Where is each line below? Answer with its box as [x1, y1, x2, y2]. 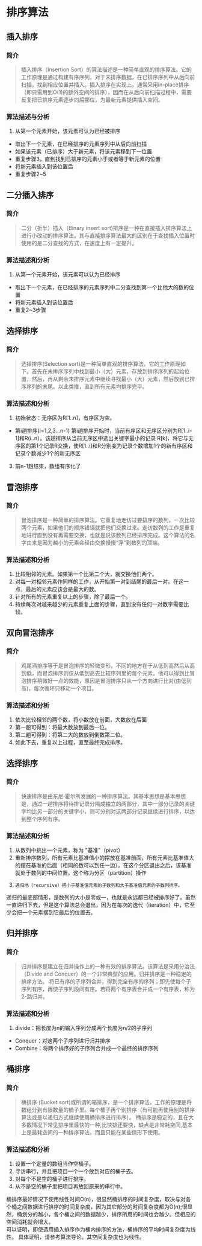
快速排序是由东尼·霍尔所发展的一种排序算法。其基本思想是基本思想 [20, 792, 186, 800]
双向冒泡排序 [6, 627, 54, 637]
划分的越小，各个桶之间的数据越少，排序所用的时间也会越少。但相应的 [22, 1211, 196, 1218]
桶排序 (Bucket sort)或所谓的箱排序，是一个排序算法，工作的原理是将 [20, 1098, 192, 1105]
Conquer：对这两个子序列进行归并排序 [14, 1037, 111, 1044]
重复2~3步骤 [14, 306, 47, 314]
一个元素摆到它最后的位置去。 [22, 909, 96, 916]
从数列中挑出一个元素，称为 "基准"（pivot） [14, 846, 124, 854]
